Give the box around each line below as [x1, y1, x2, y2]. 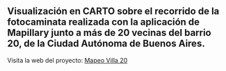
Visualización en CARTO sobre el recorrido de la [7, 6, 220, 17]
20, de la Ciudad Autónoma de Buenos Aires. [7, 38, 205, 50]
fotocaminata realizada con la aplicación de [7, 17, 200, 28]
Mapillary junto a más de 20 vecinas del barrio [7, 27, 212, 39]
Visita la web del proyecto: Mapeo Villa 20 [7, 56, 128, 64]
